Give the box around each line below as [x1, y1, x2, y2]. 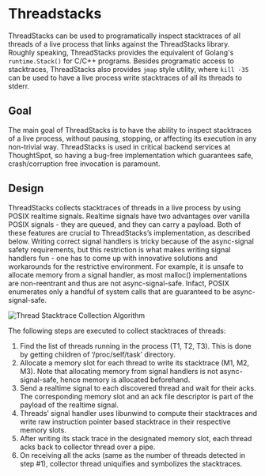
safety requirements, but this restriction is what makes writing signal [8, 244, 231, 254]
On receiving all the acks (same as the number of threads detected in [19, 450, 246, 459]
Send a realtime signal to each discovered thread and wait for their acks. [19, 383, 256, 392]
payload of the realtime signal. [19, 400, 119, 410]
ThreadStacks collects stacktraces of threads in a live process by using [8, 202, 241, 212]
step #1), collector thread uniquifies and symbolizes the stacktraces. [19, 459, 243, 468]
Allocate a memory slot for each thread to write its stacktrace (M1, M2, [19, 357, 250, 368]
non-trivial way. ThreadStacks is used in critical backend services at [8, 142, 231, 151]
